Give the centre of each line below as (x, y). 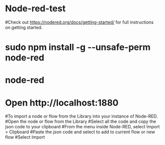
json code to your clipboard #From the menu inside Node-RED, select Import (82, 127)
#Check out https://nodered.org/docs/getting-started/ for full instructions (79, 22)
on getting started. (24, 27)
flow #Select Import (25, 137)
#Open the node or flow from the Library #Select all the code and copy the (81, 121)
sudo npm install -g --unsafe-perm (78, 47)
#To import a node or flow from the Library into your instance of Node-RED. (82, 116)
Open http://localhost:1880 (62, 102)
